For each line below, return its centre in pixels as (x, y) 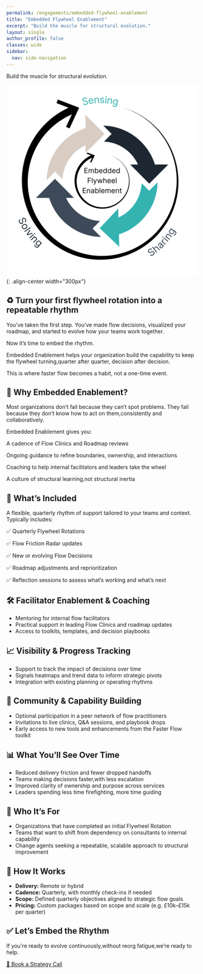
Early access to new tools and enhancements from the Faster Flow (98, 729)
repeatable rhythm (43, 310)
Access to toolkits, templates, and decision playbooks (82, 631)
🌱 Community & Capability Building (74, 701)
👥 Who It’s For (33, 811)
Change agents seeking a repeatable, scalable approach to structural (101, 846)
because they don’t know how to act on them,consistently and (84, 413)
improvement (32, 852)
